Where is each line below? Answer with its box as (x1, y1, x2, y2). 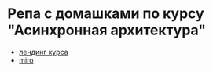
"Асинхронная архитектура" (7, 21, 206, 39)
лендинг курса (18, 47, 68, 56)
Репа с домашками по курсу (7, 5, 205, 23)
